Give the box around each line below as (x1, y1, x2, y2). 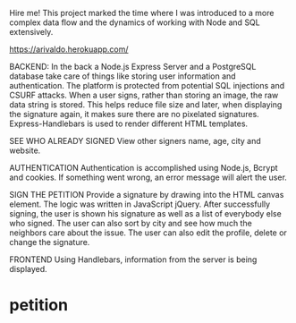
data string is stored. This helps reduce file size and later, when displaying (9, 99, 283, 110)
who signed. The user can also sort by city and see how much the (9, 218, 252, 228)
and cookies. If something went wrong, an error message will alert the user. (9, 172, 288, 183)
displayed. (9, 264, 47, 274)
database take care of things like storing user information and (9, 71, 236, 81)
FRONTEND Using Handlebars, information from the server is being (9, 254, 258, 265)
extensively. (9, 27, 54, 37)
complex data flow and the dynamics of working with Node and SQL (9, 17, 261, 28)
